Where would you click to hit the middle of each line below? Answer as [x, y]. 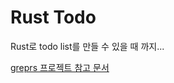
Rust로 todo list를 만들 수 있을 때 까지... [87, 46]
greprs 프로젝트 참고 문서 [60, 67]
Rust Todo [53, 17]
